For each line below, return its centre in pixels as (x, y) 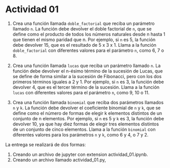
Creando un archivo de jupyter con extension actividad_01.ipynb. (80, 154)
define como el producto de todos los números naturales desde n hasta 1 (89, 34)
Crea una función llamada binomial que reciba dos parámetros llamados (88, 102)
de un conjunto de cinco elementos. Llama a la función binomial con (84, 129)
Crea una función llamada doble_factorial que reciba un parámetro (83, 23)
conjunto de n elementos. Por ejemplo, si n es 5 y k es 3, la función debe (88, 118)
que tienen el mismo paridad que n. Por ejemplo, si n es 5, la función (84, 40)
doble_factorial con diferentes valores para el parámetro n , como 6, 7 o (88, 50)
